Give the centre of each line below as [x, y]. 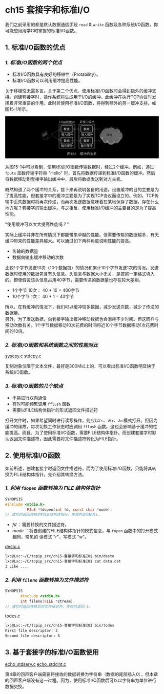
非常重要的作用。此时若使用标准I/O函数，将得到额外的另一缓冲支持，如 [85, 103]
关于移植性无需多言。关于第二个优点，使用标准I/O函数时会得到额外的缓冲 [79, 90]
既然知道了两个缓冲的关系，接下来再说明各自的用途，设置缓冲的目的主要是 [80, 190]
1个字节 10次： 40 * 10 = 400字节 [46, 290]
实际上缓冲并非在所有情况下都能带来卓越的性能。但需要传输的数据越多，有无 [82, 235]
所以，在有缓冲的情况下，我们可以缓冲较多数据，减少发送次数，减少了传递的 [82, 307]
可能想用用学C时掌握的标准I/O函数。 [42, 30]
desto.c [13, 547]
